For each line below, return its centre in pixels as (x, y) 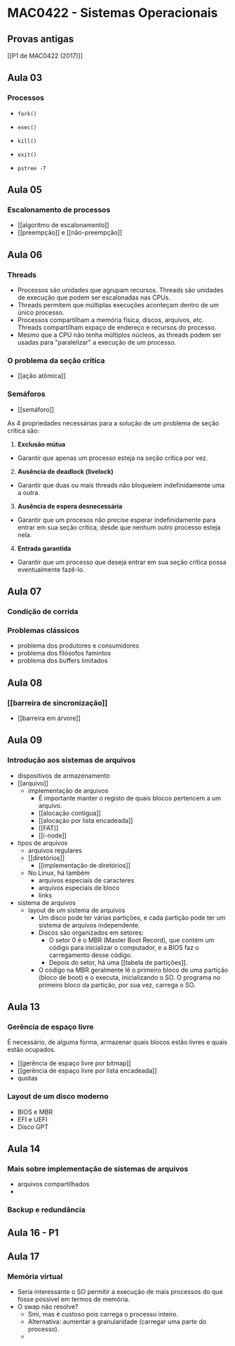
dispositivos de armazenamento (63, 776)
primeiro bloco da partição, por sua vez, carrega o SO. (117, 985)
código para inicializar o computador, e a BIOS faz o (124, 947)
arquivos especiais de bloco (79, 887)
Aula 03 (25, 78)
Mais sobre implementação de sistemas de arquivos (98, 1169)
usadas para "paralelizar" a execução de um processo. (97, 342)
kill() (27, 141)
